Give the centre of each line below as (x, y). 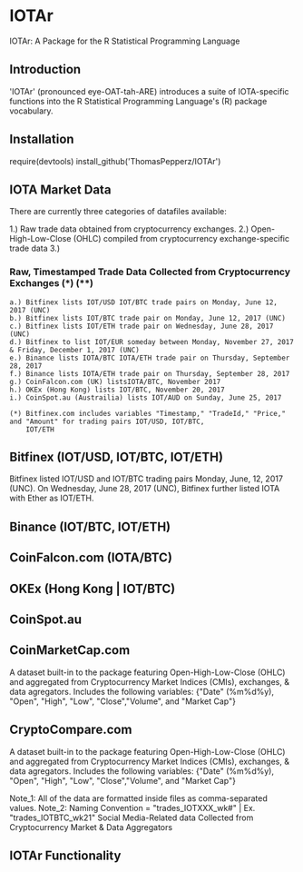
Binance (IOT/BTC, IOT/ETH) (90, 526)
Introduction (45, 69)
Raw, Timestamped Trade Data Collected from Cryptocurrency (150, 272)
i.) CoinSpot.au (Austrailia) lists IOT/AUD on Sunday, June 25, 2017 (146, 397)
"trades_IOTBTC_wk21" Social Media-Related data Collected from (132, 817)
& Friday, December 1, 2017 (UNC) (75, 350)
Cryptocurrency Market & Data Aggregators (91, 827)
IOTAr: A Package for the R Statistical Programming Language (125, 41)
